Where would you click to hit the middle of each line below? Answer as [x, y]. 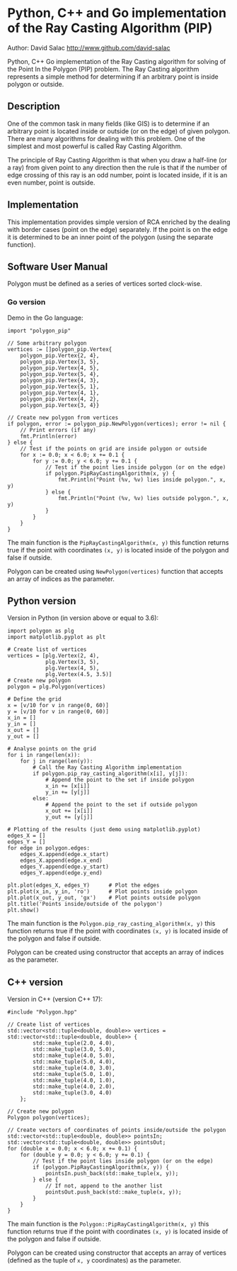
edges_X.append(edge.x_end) [61, 861]
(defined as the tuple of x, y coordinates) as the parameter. [94, 1260]
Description [34, 107]
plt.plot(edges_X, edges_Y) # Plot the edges [83, 886]
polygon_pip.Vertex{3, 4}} [60, 405]
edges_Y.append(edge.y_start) [65, 867]
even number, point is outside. [51, 182]
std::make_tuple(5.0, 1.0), [74, 1075]
